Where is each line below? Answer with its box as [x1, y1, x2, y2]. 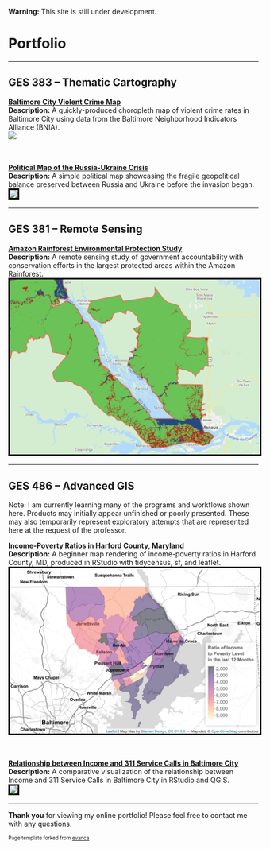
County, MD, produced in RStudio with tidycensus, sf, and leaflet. [8, 558, 222, 568]
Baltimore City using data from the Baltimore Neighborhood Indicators [8, 114, 237, 123]
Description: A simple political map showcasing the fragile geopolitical [8, 171, 240, 180]
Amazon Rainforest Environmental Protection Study [8, 243, 183, 253]
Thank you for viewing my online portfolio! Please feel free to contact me [8, 810, 248, 820]
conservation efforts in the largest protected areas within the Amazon [8, 260, 236, 269]
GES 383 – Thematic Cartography [8, 76, 177, 90]
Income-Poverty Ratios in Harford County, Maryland [8, 541, 184, 551]
